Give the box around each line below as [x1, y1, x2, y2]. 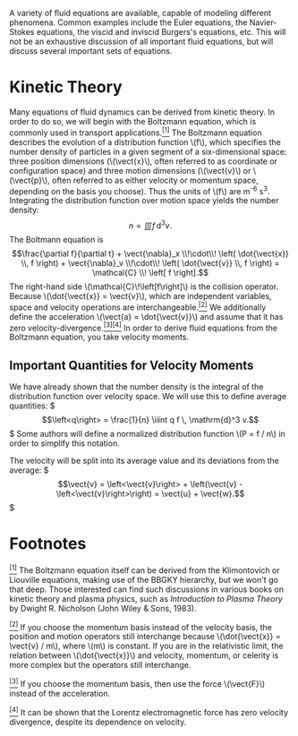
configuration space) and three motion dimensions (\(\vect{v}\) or [9, 165, 251, 175]
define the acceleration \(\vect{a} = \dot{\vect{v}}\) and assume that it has [9, 311, 284, 321]
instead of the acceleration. [9, 688, 111, 698]
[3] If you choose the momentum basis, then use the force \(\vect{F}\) [9, 677, 266, 689]
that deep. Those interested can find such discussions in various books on [9, 584, 285, 595]
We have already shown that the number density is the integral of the [9, 381, 264, 392]
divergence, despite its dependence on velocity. [9, 716, 187, 727]
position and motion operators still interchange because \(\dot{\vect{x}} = [9, 631, 281, 642]
